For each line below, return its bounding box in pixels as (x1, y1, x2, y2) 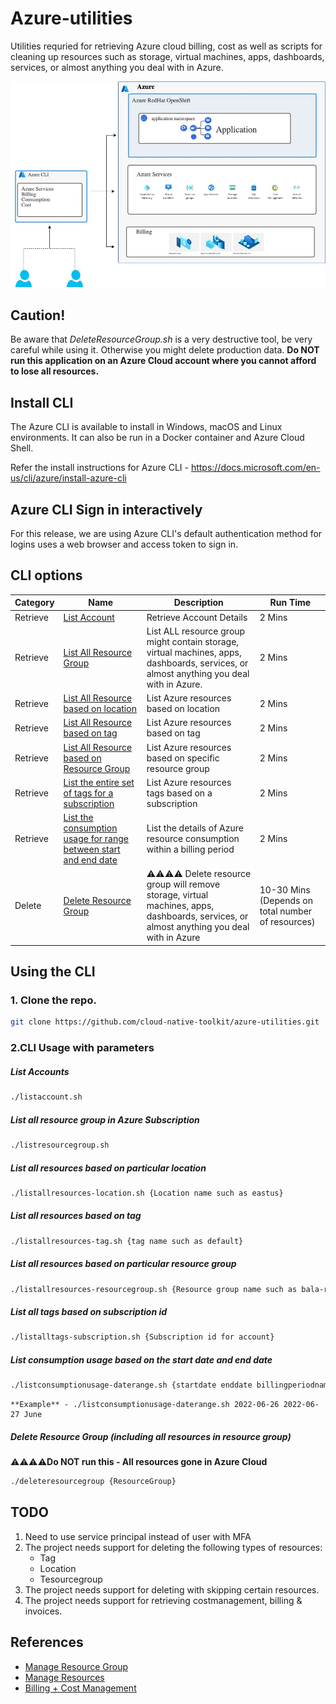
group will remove (146, 878, 221, 891)
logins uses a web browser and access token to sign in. (10, 538, 239, 550)
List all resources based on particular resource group (10, 1258, 237, 1270)
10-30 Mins (259, 883, 311, 896)
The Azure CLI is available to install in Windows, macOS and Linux (10, 421, 283, 433)
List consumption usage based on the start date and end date (10, 1353, 273, 1366)
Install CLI (10, 394, 74, 411)
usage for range (63, 833, 129, 845)
